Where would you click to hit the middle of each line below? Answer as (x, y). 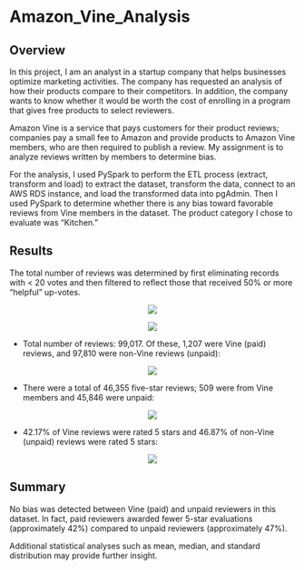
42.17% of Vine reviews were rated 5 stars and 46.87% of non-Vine (148, 431)
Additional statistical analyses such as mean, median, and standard (135, 546)
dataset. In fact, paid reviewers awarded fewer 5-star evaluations (131, 518)
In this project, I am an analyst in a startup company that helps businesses (148, 72)
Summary (38, 487)
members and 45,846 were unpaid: (88, 397)
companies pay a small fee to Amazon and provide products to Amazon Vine (152, 137)
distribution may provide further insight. (83, 556)
